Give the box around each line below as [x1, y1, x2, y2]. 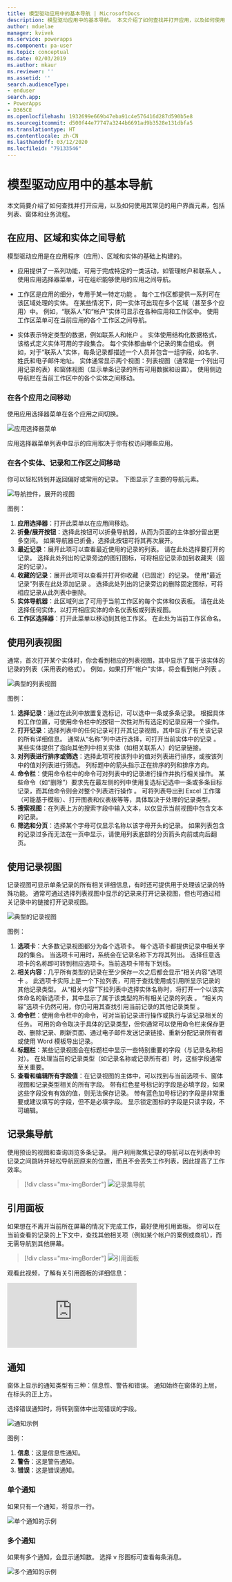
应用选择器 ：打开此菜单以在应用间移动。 [17, 519, 133, 528]
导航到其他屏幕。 [19, 1239, 68, 1247]
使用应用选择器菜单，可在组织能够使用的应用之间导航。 [17, 275, 175, 284]
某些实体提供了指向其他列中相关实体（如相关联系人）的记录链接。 [17, 744, 205, 752]
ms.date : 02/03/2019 [7, 55, 67, 62]
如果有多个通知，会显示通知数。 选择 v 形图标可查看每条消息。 [7, 1553, 185, 1561]
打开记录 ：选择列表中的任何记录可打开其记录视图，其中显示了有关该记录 [17, 726, 223, 735]
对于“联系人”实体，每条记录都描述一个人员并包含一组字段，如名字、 [29, 347, 223, 356]
